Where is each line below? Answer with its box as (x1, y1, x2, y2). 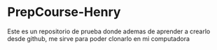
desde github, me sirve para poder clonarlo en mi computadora (7, 34, 190, 42)
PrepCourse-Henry (7, 4, 121, 20)
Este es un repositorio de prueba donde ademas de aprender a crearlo (7, 27, 211, 35)
